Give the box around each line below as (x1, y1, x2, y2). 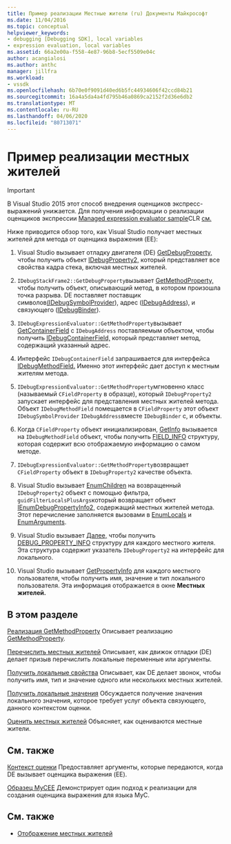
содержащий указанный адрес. (17, 341, 110, 349)
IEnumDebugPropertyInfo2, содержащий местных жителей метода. (17, 503, 215, 511)
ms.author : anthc (7, 61, 57, 68)
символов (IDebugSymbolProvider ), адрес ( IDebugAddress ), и (17, 298, 195, 307)
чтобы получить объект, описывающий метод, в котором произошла (17, 284, 221, 292)
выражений (7, 207, 41, 215)
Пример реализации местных (7, 149, 190, 164)
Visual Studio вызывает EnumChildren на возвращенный (17, 481, 181, 490)
